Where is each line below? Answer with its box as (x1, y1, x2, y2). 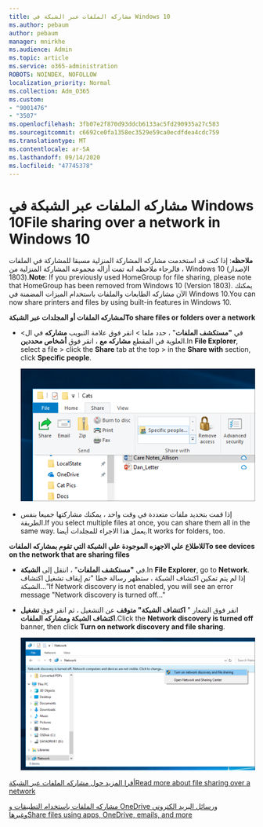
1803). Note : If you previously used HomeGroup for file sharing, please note (9, 273, 252, 282)
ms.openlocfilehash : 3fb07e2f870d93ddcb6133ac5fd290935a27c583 (9, 120, 220, 129)
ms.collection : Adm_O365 (9, 87, 90, 95)
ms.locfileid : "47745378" (9, 162, 93, 170)
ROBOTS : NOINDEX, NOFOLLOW (9, 71, 97, 79)
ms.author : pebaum (9, 20, 69, 29)
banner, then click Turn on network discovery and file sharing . (20, 622, 225, 631)
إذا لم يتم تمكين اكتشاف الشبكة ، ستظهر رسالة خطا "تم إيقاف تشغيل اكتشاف (20, 573, 246, 583)
